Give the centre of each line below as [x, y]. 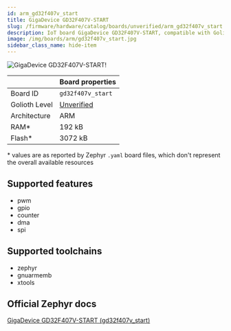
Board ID [25, 93]
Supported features [50, 184]
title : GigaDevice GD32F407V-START [58, 20]
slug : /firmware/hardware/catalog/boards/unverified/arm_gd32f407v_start [115, 26]
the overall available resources [51, 162]
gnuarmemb [34, 275]
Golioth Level [32, 105]
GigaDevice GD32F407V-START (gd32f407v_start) [79, 321]
